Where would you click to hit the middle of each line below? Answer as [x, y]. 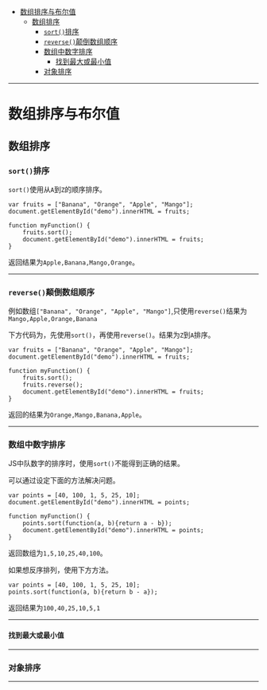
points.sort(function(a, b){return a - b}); [97, 523]
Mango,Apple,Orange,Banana [53, 320]
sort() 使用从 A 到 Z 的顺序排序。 [58, 189]
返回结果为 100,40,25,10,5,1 [54, 608]
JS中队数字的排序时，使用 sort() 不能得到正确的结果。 [96, 464]
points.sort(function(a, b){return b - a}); [83, 592]
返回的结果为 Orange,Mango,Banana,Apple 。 [77, 415]
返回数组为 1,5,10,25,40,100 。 [58, 553]
